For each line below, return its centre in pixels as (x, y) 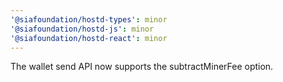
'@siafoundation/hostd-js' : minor (82, 29)
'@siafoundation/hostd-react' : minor (89, 38)
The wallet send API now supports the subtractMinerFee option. (142, 67)
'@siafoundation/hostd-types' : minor (89, 19)
